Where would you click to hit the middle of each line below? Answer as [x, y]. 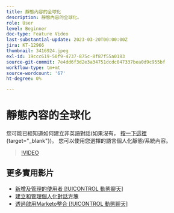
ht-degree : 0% [24, 79]
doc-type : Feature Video [37, 34]
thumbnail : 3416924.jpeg [37, 51]
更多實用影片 [30, 173]
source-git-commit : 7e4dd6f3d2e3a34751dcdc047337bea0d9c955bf [86, 62]
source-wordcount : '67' [36, 73]
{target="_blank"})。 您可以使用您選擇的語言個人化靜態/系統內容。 [89, 141]
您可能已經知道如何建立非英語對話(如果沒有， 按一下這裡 [77, 133]
